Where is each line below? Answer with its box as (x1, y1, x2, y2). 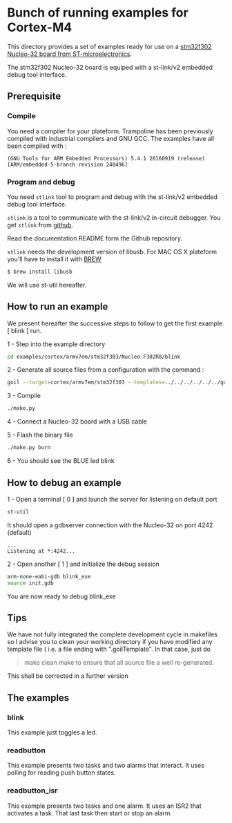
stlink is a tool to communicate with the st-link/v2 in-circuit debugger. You (7, 213, 221, 222)
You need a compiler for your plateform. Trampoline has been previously (7, 126, 213, 135)
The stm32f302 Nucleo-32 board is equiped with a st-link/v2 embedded (7, 63, 213, 71)
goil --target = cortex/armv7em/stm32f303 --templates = (7, 379, 166, 386)
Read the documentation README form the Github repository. (7, 234, 183, 243)
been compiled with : (7, 142, 67, 150)
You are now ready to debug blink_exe (7, 592, 116, 600)
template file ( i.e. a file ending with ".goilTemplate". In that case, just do (7, 645, 211, 654)
